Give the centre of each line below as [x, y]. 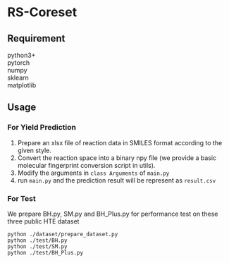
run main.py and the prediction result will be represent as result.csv [117, 180]
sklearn [18, 78]
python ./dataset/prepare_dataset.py [63, 234]
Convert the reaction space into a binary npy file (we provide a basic [117, 158]
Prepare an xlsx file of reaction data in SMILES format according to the [120, 142]
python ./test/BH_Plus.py [45, 252]
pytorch [19, 63]
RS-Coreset [42, 12]
